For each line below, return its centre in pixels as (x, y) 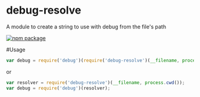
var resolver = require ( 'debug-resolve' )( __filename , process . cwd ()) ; (96, 83)
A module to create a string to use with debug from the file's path (86, 27)
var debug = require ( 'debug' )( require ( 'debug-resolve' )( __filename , (93, 60)
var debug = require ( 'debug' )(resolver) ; (58, 88)
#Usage (16, 49)
